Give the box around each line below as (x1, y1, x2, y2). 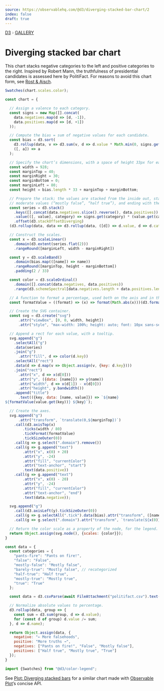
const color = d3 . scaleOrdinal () (9, 277, 78, 282)
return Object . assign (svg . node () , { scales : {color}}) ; (9, 531, 123, 536)
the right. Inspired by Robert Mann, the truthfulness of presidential (5, 68, 138, 74)
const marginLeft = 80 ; (9, 183, 58, 188)
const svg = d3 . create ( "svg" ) (9, 313, 71, 319)
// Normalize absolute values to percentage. (9, 603, 104, 608)
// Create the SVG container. (9, 309, 71, 314)
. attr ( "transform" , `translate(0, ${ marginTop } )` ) (18, 418, 121, 422)
